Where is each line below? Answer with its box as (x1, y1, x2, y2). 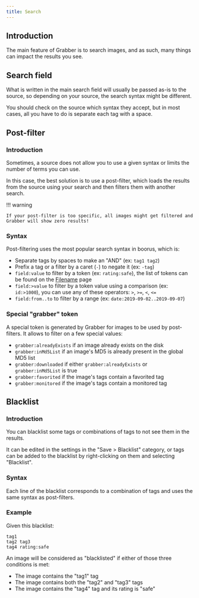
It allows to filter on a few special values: (23, 329, 123, 337)
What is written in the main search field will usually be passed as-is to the (6, 86, 186, 93)
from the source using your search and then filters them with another (6, 183, 176, 190)
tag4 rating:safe (6, 544, 49, 550)
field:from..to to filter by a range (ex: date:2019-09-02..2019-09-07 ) (14, 295, 185, 302)
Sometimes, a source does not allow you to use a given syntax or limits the (6, 159, 189, 166)
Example (6, 508, 32, 517)
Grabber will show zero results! (6, 218, 89, 224)
